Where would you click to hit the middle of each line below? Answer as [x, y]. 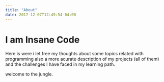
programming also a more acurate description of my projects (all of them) [82, 59]
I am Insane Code [43, 40]
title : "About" [21, 10]
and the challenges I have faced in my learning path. [60, 64]
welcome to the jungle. [29, 74]
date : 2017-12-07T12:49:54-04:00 [41, 15]
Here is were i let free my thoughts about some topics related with [75, 54]
